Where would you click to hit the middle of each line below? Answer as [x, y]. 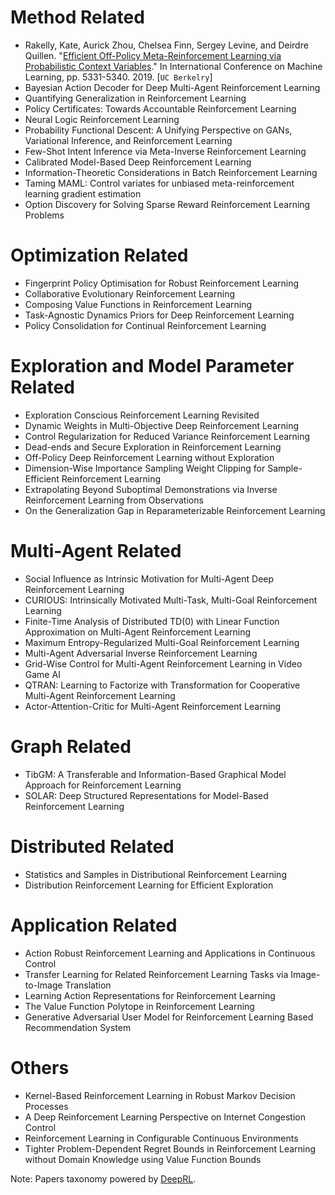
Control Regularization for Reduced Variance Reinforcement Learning [167, 436]
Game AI [42, 674]
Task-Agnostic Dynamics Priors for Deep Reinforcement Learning [159, 315]
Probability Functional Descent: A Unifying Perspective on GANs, [158, 130]
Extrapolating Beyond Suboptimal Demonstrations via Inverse [151, 489]
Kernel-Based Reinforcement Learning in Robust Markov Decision [160, 1095]
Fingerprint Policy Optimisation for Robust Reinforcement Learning [162, 283]
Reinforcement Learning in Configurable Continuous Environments [161, 1138]
